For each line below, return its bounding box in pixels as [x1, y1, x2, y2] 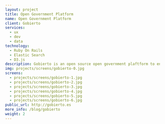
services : [5, 25, 26, 30]
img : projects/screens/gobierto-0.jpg [5, 66, 84, 71]
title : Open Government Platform [5, 12, 74, 17]
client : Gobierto [5, 21, 41, 26]
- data [9, 39, 23, 44]
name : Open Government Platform [5, 16, 71, 21]
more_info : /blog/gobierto [5, 107, 60, 112]
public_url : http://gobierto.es [5, 103, 71, 107]
